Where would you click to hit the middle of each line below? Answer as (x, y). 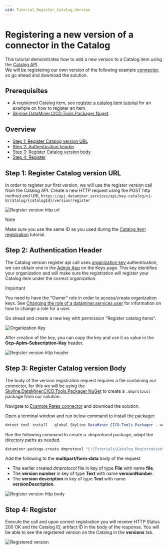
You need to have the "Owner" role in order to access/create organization (81, 298)
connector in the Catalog (58, 45)
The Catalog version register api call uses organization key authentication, (81, 262)
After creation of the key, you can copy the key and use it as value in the (79, 337)
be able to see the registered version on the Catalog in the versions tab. (79, 532)
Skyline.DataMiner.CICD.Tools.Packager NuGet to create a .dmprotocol (78, 391)
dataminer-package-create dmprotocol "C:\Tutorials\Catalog (69, 449)
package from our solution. (33, 396)
